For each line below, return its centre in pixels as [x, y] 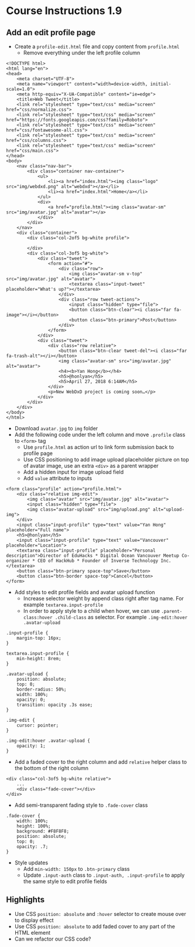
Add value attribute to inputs [58, 478]
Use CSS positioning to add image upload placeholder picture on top [106, 459]
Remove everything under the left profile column [82, 53]
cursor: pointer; [38, 725]
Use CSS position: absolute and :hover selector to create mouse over [100, 914]
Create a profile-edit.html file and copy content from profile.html [97, 46]
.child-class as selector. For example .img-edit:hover [121, 617]
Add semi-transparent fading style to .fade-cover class [81, 805]
